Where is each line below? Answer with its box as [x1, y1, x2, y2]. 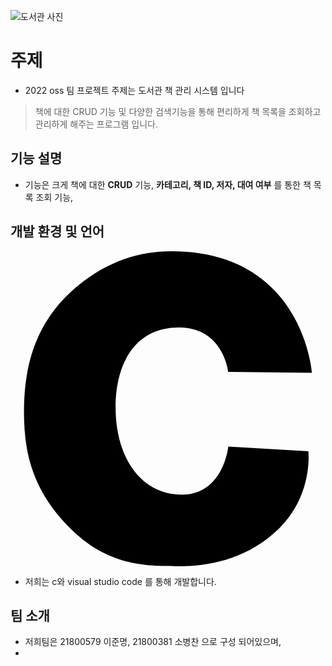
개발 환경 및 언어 [10, 223, 105, 240]
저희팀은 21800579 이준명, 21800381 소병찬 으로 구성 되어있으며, [24, 636, 282, 648]
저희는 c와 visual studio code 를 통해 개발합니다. [24, 575, 217, 587]
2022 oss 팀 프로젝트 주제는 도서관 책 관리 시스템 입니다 [24, 84, 245, 96]
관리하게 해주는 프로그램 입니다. [34, 118, 158, 130]
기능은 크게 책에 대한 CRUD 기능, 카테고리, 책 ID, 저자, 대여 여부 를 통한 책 [24, 178, 312, 190]
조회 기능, [35, 191, 74, 203]
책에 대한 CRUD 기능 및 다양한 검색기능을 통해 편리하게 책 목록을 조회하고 [34, 105, 322, 117]
